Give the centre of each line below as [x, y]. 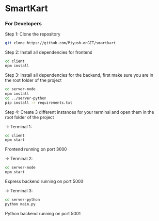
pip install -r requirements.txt [39, 102]
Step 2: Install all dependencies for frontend [49, 52]
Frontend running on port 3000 [36, 149]
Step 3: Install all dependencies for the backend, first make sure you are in [79, 75]
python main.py [20, 204]
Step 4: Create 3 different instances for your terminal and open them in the [79, 112]
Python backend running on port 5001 [43, 213]
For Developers [24, 24]
